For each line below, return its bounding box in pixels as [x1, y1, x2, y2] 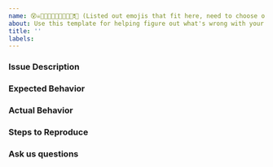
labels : [8, 34, 35, 43]
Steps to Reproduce [8, 126, 89, 138]
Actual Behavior [8, 105, 73, 116]
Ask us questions [8, 148, 79, 159]
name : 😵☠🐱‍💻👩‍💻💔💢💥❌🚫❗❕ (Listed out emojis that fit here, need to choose [8, 11, 258, 20]
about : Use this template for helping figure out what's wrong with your [8, 19, 265, 28]
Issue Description [8, 62, 80, 73]
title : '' [8, 27, 42, 35]
